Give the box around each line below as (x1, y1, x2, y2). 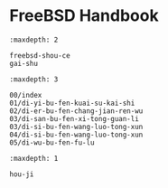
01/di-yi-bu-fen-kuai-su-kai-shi (9, 99, 135, 108)
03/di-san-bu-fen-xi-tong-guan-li (9, 114, 140, 123)
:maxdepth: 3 (9, 74, 59, 84)
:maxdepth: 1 (9, 154, 59, 163)
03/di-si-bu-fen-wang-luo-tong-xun (9, 122, 144, 131)
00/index (9, 90, 42, 99)
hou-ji (9, 169, 34, 179)
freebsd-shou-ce (9, 51, 70, 60)
